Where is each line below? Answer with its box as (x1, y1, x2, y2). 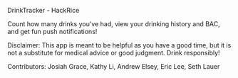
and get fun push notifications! (7, 28, 98, 35)
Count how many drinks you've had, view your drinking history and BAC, (7, 20, 220, 28)
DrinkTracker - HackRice (7, 6, 80, 14)
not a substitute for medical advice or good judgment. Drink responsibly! (7, 49, 220, 57)
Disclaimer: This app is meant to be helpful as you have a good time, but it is (7, 41, 232, 49)
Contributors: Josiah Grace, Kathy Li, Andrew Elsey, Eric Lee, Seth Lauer (7, 62, 220, 70)
